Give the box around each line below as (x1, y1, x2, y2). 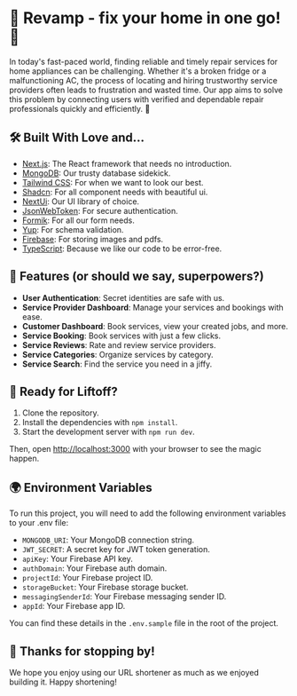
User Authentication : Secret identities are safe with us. (21, 292, 225, 303)
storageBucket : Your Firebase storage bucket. (21, 581, 189, 593)
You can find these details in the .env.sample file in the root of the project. (9, 618, 279, 629)
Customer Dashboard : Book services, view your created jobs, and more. (21, 320, 289, 331)
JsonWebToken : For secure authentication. (21, 205, 179, 216)
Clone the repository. (21, 407, 99, 418)
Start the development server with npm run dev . (21, 426, 195, 438)
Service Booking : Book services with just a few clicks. (21, 330, 222, 341)
